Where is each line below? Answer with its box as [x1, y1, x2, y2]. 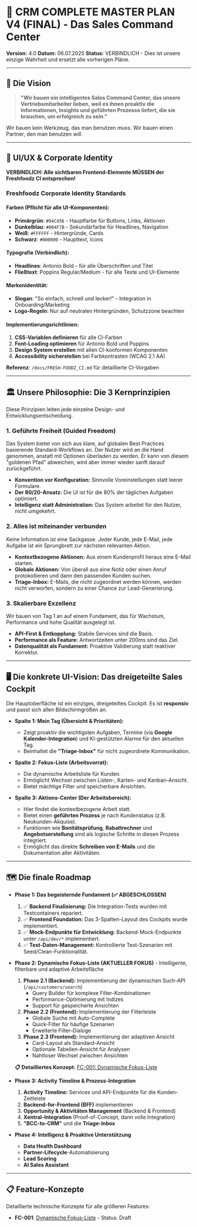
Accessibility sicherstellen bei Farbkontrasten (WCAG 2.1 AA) [14, 352, 165, 360]
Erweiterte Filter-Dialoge [32, 1027, 91, 1034]
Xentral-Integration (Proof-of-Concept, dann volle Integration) [23, 1113, 176, 1121]
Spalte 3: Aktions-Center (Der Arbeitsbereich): [14, 794, 132, 801]
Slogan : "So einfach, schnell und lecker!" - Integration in [14, 295, 151, 302]
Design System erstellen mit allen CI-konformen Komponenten [14, 347, 168, 354]
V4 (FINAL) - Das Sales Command [6, 18, 174, 31]
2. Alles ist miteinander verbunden [6, 522, 107, 530]
